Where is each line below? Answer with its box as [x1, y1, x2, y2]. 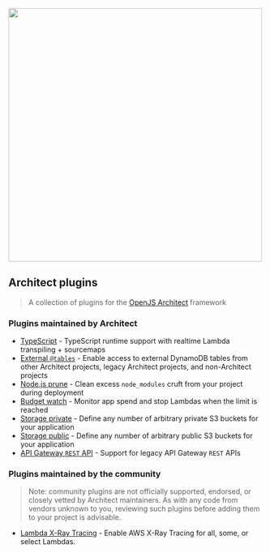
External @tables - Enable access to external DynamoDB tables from [19, 354, 249, 363]
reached [19, 405, 49, 415]
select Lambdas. [19, 537, 75, 547]
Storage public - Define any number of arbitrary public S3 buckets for [19, 431, 253, 441]
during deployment [19, 388, 84, 397]
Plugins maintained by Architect [8, 317, 138, 328]
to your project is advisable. [28, 512, 122, 522]
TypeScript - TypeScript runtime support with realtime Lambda [19, 337, 230, 346]
